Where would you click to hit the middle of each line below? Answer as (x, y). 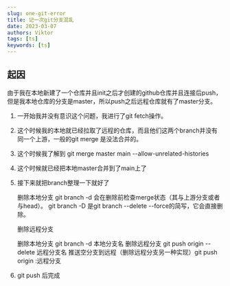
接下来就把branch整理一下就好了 (63, 182)
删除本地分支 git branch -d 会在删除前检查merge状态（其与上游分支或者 (118, 197)
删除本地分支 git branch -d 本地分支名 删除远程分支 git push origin (110, 243)
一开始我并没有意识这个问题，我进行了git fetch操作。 (92, 116)
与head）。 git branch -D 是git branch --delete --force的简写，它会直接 (117, 206)
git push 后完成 (38, 275)
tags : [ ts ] (23, 39)
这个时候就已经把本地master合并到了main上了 (82, 168)
